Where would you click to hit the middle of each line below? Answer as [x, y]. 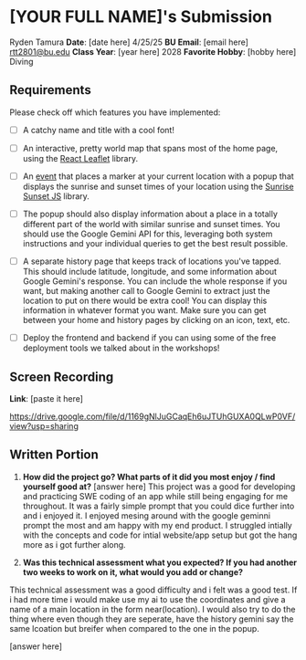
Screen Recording [62, 377]
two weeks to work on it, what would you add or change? [133, 571]
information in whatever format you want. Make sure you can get [144, 310]
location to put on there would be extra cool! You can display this [145, 301]
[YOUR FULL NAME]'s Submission [141, 17]
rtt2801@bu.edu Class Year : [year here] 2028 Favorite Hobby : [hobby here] [153, 51]
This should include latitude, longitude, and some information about [149, 272]
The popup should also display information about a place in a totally [150, 214]
